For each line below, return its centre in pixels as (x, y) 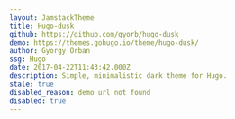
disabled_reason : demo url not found (80, 92)
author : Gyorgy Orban (50, 51)
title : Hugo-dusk (42, 26)
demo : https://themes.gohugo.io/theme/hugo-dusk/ (104, 42)
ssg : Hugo (28, 59)
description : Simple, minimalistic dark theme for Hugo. (118, 76)
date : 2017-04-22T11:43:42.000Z (70, 68)
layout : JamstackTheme (52, 17)
